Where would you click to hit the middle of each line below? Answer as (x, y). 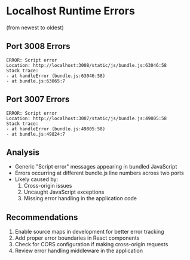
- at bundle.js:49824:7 (36, 134)
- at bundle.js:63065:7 (36, 81)
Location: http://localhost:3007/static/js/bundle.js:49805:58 (87, 118)
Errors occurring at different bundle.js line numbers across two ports (99, 173)
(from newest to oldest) (35, 27)
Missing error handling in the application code (80, 198)
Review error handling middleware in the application (79, 251)
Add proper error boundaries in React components (77, 238)
